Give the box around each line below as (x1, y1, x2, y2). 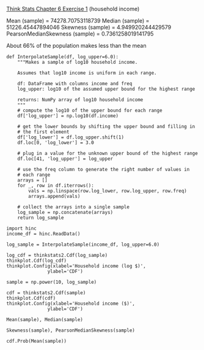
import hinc (6, 226, 37, 232)
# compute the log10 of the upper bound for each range (17, 107, 163, 113)
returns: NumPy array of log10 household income (17, 97, 144, 103)
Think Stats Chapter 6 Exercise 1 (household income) (6, 6, 140, 12)
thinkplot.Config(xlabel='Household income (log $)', (6, 263, 147, 269)
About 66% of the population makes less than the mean (6, 42, 147, 49)
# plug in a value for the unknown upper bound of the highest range (17, 150, 199, 156)
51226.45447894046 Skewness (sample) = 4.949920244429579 (6, 24, 172, 31)
